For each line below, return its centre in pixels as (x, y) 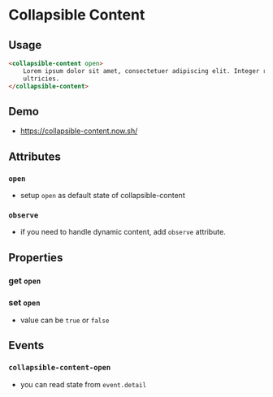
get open (25, 280)
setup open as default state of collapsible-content (102, 195)
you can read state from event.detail (83, 384)
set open (24, 302)
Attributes (35, 156)
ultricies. (41, 79)
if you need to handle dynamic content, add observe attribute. (123, 232)
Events (26, 345)
